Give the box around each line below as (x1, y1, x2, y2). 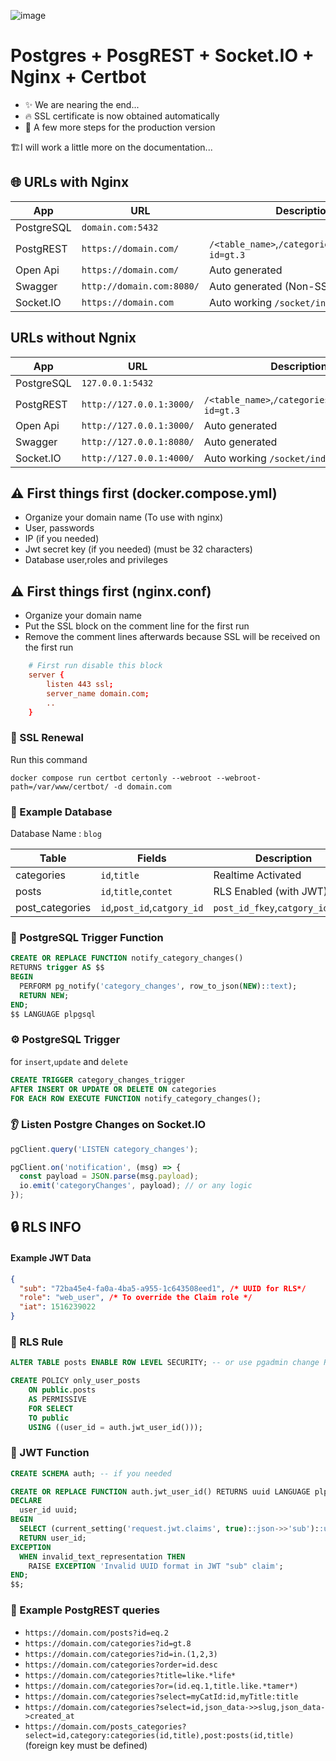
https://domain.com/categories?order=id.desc (24, 1660, 218, 1670)
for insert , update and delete (10, 1055, 128, 1067)
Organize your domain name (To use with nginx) (24, 511, 223, 524)
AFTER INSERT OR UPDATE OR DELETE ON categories (10, 1084, 217, 1094)
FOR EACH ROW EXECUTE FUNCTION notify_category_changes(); (10, 1093, 262, 1104)
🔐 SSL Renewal (10, 731, 84, 745)
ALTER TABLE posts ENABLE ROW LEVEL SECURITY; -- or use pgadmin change (10, 1358, 320, 1368)
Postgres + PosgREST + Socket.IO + (10, 45, 315, 67)
